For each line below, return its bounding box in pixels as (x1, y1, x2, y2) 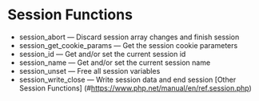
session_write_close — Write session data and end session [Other (18, 75, 237, 84)
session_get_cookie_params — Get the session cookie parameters (18, 40, 238, 50)
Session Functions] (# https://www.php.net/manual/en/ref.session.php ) (18, 83, 253, 93)
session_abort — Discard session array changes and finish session (18, 32, 240, 42)
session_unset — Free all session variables (18, 66, 161, 75)
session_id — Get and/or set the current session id (18, 49, 186, 59)
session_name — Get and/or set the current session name (18, 58, 211, 67)
